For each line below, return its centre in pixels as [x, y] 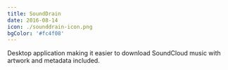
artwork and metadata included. [53, 61]
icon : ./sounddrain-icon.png [50, 27]
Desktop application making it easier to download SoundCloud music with [114, 53]
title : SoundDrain [34, 14]
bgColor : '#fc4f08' [36, 33]
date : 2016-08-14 [33, 20]
